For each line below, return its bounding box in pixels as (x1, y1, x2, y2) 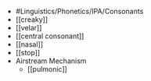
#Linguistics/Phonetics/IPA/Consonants (15, 7, 144, 16)
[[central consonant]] (15, 31, 84, 40)
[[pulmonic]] (27, 65, 68, 73)
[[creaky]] (15, 15, 49, 24)
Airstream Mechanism (15, 56, 87, 65)
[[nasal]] (15, 40, 43, 49)
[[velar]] (15, 23, 42, 32)
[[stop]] (15, 48, 41, 57)
